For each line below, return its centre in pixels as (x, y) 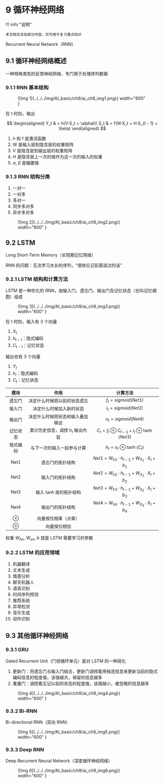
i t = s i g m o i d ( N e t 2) (125, 408)
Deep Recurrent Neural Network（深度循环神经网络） (59, 761)
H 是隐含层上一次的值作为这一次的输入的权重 (57, 157)
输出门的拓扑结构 (58, 507)
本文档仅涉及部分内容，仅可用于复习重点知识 (44, 35)
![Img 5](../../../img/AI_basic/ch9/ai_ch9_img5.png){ (69, 732)
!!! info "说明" (19, 24)
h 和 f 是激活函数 (29, 139)
